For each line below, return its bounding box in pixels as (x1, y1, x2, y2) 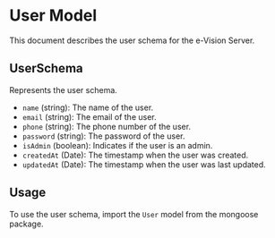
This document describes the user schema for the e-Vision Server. (9, 35, 255, 46)
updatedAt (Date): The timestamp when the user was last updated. (21, 158, 266, 170)
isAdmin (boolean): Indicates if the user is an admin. (21, 140, 213, 150)
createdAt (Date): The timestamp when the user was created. (21, 149, 249, 160)
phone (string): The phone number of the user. (21, 121, 191, 132)
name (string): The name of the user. (21, 102, 154, 113)
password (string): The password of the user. (21, 131, 185, 141)
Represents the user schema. (9, 84, 118, 95)
